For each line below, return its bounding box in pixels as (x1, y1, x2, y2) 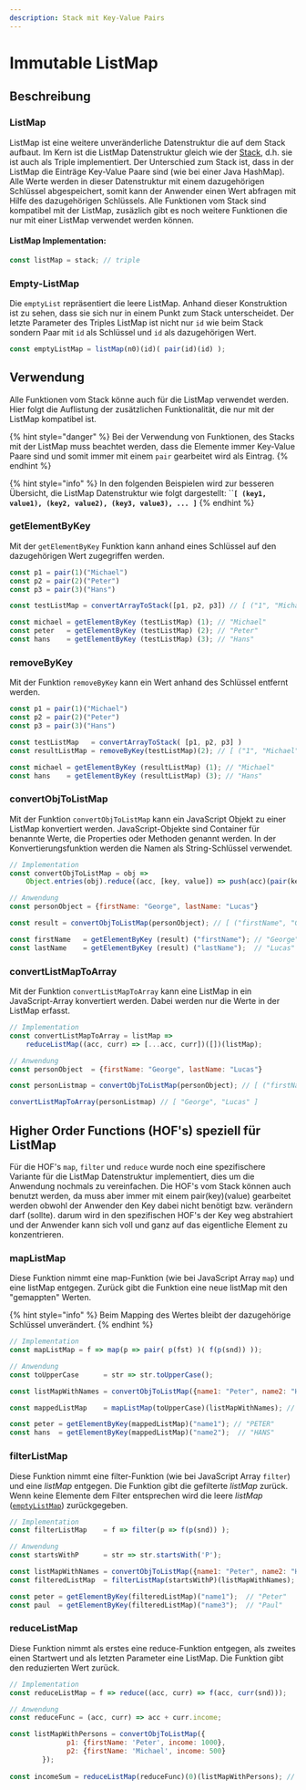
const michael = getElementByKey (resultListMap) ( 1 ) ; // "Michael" (9, 762, 275, 771)
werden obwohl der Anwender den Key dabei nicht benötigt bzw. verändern (9, 1200, 293, 1211)
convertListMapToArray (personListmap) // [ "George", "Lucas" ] (9, 1098, 259, 1107)
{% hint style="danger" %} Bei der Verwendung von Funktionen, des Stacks (9, 430, 295, 442)
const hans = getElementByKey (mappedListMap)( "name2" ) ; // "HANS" (9, 1428, 275, 1437)
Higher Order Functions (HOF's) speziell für (9, 1123, 261, 1138)
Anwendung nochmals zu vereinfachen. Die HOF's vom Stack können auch (9, 1180, 291, 1191)
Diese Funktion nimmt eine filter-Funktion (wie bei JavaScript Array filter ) (9, 1470, 291, 1482)
